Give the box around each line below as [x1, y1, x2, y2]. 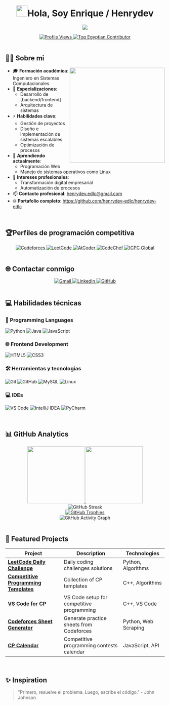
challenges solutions [63, 565, 113, 572]
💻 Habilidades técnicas [5, 299, 82, 307]
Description [76, 550, 105, 557]
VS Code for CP [8, 600, 47, 607]
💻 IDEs [5, 391, 24, 399]
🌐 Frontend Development [5, 340, 68, 347]
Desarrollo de [20, 91, 49, 97]
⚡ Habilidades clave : [12, 113, 57, 119]
